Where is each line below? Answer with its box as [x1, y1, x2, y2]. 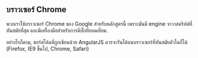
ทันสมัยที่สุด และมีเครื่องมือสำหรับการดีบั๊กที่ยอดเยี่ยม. [6, 26, 108, 34]
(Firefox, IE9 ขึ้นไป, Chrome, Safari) [6, 45, 90, 52]
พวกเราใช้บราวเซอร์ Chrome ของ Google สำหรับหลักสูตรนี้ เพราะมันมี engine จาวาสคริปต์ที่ [6, 20, 193, 27]
